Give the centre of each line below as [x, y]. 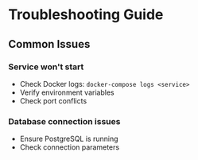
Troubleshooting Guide [86, 15]
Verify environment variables [67, 92]
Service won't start [46, 67]
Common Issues [49, 44]
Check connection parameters [70, 147]
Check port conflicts [53, 100]
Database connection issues [64, 121]
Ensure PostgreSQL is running [69, 139]
